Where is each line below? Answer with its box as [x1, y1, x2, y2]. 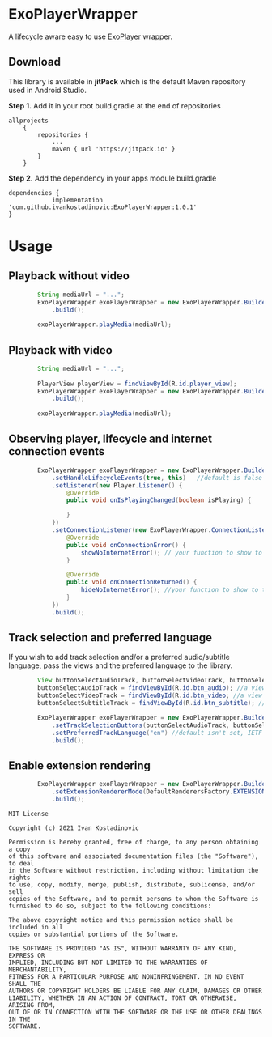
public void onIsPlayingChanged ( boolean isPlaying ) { [66, 496, 252, 504]
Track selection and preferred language [8, 631, 213, 644]
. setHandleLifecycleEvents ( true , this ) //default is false [51, 474, 263, 482]
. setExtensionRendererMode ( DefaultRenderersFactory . [51, 788, 233, 796]
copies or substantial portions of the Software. [8, 930, 180, 938]
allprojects [8, 117, 49, 125]
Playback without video [8, 269, 130, 283]
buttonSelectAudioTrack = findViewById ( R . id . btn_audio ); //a [37, 684, 249, 692]
